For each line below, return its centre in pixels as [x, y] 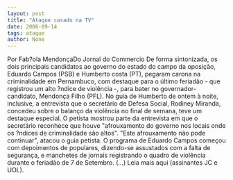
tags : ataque [26, 33]
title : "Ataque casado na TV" [51, 20]
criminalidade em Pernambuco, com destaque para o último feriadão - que [114, 81]
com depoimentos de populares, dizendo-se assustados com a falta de [109, 148]
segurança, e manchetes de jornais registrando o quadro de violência [106, 155]
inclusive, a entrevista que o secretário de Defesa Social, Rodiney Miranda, [114, 104]
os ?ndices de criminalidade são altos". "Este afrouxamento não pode [106, 133]
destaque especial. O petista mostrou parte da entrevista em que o [103, 118]
